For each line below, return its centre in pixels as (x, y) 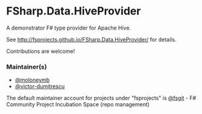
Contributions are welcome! (41, 51)
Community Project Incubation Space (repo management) (78, 104)
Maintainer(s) (27, 66)
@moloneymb (32, 80)
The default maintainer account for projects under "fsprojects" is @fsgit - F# (101, 98)
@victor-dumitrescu (40, 86)
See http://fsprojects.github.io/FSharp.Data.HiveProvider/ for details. (91, 39)
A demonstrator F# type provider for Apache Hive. (69, 28)
